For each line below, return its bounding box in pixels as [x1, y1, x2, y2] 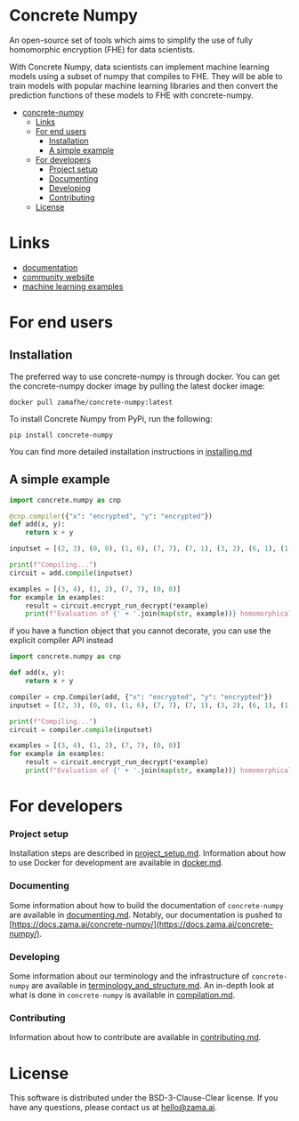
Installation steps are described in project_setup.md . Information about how [9, 848, 287, 859]
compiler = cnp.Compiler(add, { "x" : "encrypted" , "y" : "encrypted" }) [9, 692, 273, 701]
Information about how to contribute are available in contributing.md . [9, 1032, 262, 1043]
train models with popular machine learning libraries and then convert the [9, 80, 279, 91]
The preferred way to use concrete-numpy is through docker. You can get [9, 371, 280, 382]
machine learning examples [21, 281, 124, 292]
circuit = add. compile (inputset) [9, 569, 133, 577]
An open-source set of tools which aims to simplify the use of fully [9, 35, 254, 45]
